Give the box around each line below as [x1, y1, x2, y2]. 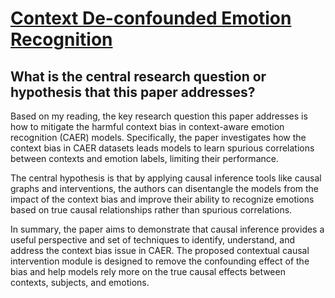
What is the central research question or [10, 68, 267, 85]
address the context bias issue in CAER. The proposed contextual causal [10, 245, 310, 256]
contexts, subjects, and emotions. [10, 277, 150, 288]
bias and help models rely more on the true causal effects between [10, 266, 286, 277]
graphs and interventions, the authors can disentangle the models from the [10, 183, 320, 194]
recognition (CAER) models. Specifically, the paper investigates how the [10, 132, 307, 143]
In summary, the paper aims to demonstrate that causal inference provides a [10, 223, 325, 235]
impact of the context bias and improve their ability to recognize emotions [10, 193, 315, 205]
